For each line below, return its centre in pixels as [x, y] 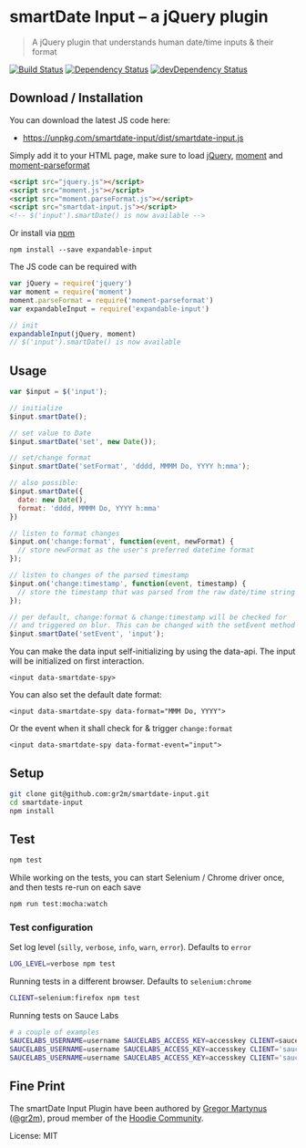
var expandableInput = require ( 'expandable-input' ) [109, 309]
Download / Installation [76, 98]
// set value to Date [51, 433]
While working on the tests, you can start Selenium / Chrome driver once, [147, 878]
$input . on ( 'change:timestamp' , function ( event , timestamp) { [128, 584]
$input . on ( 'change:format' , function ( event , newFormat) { [122, 542]
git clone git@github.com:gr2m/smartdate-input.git [109, 794]
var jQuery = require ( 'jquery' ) [71, 284]
